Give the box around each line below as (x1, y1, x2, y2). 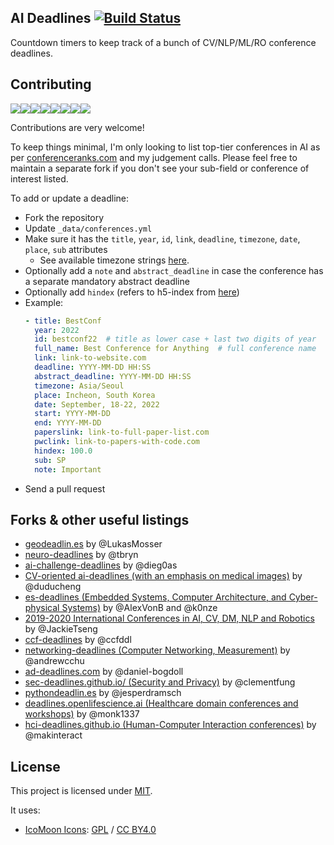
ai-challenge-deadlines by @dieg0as (24, 559, 178, 571)
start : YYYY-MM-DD (34, 409, 111, 419)
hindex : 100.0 (34, 446, 93, 456)
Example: (24, 296, 64, 308)
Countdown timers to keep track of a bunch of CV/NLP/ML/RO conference (10, 36, 317, 48)
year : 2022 (34, 325, 80, 335)
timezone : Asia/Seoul (34, 381, 125, 391)
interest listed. (10, 172, 69, 185)
